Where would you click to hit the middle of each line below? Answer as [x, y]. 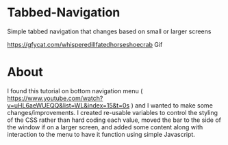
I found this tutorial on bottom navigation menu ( [75, 91]
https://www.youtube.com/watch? [55, 98]
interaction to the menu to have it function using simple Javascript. [101, 134]
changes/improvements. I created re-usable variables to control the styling [112, 112]
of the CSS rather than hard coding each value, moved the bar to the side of [114, 120]
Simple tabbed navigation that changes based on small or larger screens [109, 31]
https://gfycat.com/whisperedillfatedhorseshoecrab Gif [85, 44]
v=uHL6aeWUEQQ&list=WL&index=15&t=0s [68, 105]
